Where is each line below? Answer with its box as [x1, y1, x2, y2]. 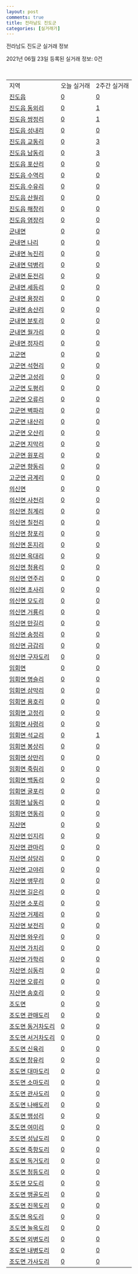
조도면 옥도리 [9, 1213, 44, 1221]
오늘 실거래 [60, 82, 90, 90]
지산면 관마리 [9, 843, 44, 852]
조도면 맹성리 [9, 1112, 44, 1120]
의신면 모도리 [9, 597, 44, 605]
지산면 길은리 [9, 888, 44, 897]
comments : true [6, 14, 44, 20]
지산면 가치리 [9, 944, 44, 953]
